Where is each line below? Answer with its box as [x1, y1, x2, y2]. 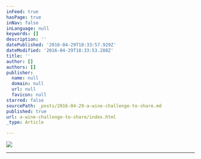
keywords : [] [6, 31, 39, 37]
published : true [6, 108, 47, 114]
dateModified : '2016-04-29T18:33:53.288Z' [6, 48, 114, 54]
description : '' [6, 36, 47, 42]
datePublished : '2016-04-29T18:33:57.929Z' [6, 42, 117, 48]
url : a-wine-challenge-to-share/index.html [6, 114, 117, 120]
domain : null [11, 81, 44, 87]
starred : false [6, 97, 44, 103]
